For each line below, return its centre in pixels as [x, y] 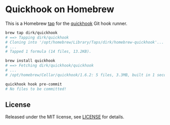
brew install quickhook [30, 61]
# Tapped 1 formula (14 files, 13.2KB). [49, 52]
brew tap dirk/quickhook [31, 33]
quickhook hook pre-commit [34, 84]
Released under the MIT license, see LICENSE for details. [65, 117]
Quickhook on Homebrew [60, 9]
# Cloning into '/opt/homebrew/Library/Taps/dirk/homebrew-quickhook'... [85, 42]
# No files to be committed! [36, 89]
